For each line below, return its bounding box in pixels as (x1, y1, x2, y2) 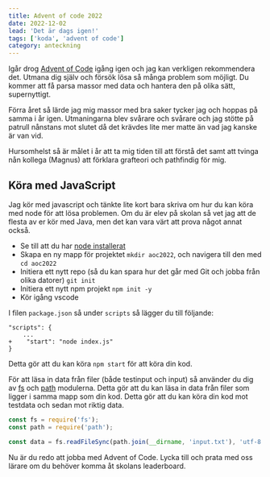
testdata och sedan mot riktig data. (8, 400, 125, 409)
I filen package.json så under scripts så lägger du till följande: (8, 308, 214, 317)
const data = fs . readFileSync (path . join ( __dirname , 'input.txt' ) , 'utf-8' (8, 438, 265, 446)
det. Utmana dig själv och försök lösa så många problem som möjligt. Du (8, 73, 249, 82)
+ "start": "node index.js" (8, 338, 114, 346)
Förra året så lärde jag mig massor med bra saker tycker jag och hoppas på (8, 106, 258, 115)
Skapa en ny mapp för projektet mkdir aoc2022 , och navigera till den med (19, 249, 262, 259)
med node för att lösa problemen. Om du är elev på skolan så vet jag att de (8, 208, 256, 218)
